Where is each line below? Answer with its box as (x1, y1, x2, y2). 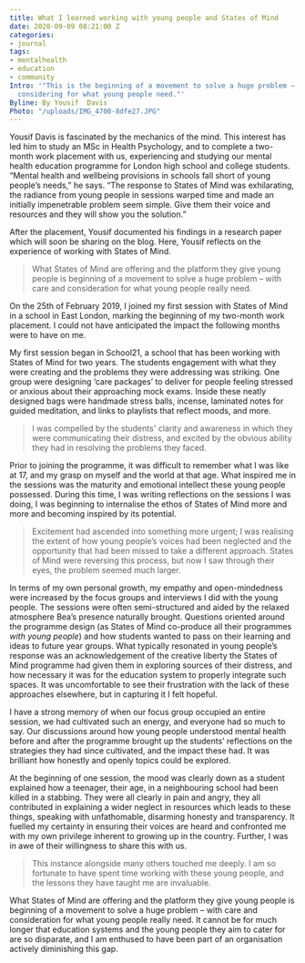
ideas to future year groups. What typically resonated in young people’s (9, 640, 278, 651)
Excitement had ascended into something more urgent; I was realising (31, 526, 294, 538)
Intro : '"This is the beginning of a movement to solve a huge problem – (9, 81, 296, 90)
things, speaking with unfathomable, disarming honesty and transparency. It (9, 812, 295, 823)
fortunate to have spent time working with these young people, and (31, 867, 284, 879)
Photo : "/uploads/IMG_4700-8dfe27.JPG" (9, 107, 161, 116)
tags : (9, 47, 30, 56)
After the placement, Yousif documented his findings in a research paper (9, 227, 282, 238)
